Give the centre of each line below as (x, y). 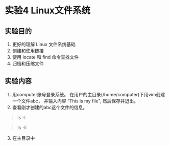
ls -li (22, 127)
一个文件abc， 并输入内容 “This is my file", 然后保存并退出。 (75, 101)
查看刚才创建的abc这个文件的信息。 (50, 107)
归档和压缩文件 (28, 64)
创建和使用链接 (28, 51)
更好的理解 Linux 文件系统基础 (44, 44)
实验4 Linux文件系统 (48, 11)
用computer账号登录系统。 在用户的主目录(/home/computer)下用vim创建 (89, 94)
